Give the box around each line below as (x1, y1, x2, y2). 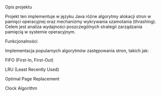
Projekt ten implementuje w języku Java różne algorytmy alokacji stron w (5, 14, 151, 19)
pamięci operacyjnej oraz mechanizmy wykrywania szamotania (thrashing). (5, 19, 157, 24)
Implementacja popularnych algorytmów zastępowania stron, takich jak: (5, 48, 149, 53)
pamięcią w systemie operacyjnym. (5, 29, 76, 34)
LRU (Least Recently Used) (5, 66, 59, 72)
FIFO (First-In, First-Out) (5, 57, 54, 63)
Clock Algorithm (5, 85, 37, 91)
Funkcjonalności (5, 38, 38, 44)
